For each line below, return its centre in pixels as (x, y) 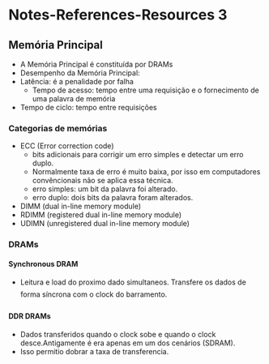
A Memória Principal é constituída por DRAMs (96, 64)
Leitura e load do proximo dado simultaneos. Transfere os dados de (133, 282)
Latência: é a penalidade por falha (77, 81)
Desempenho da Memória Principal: (80, 73)
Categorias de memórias (58, 128)
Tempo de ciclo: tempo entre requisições (88, 107)
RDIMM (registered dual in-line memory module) (101, 215)
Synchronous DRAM (43, 263)
